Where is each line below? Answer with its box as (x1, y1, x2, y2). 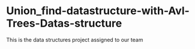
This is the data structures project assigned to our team (6, 36, 143, 43)
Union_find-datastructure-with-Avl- (6, 4, 190, 18)
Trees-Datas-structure (6, 17, 122, 30)
